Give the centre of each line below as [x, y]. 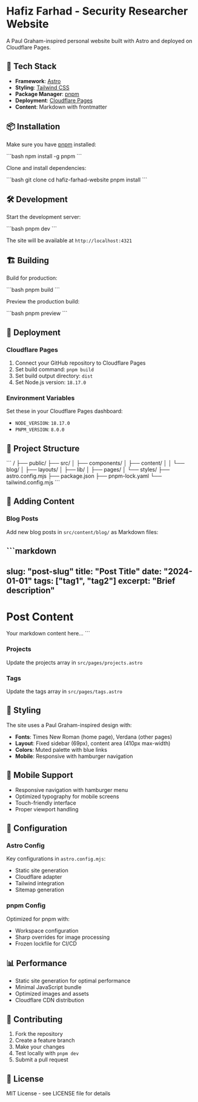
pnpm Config [26, 905]
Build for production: [32, 278]
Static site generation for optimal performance [73, 981]
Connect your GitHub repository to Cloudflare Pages [80, 363]
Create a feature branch [45, 1040]
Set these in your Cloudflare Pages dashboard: [64, 411]
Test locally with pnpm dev [47, 1053]
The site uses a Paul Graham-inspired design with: [69, 725]
